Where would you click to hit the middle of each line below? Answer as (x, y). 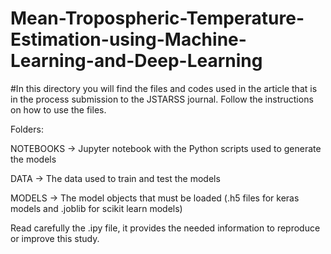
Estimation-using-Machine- (128, 39)
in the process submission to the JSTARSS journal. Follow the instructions (162, 99)
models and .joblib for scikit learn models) (96, 208)
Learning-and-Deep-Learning (136, 61)
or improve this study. (55, 238)
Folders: (27, 129)
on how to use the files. (58, 109)
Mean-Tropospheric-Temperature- (157, 18)
